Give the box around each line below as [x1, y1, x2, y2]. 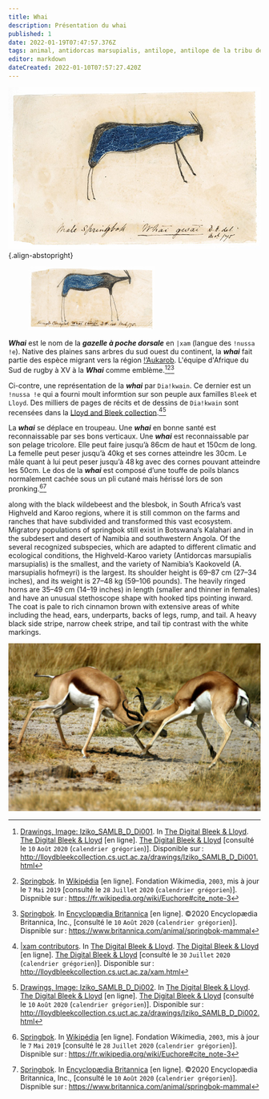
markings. [8, 627, 42, 636]
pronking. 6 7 [8, 483, 47, 493]
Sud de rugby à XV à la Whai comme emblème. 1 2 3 [8, 363, 175, 374]
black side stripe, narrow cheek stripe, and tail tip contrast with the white [8, 618, 249, 628]
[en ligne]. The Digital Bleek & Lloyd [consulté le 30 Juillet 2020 [19, 950, 231, 960]
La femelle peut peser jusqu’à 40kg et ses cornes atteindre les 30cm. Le [8, 449, 247, 459]
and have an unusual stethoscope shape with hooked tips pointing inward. [8, 593, 254, 603]
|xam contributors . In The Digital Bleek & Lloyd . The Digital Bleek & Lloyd [19, 942, 259, 952]
